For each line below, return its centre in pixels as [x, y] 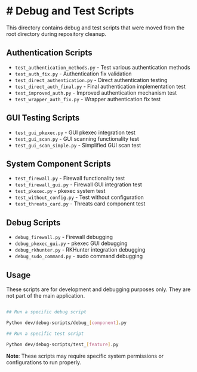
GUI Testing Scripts [43, 118]
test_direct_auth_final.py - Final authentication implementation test [100, 86]
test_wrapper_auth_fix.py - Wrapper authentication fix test [88, 99]
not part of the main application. [46, 296]
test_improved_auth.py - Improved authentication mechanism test [96, 93]
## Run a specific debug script [46, 312]
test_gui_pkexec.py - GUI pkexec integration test [75, 132]
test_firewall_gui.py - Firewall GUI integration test [78, 185]
